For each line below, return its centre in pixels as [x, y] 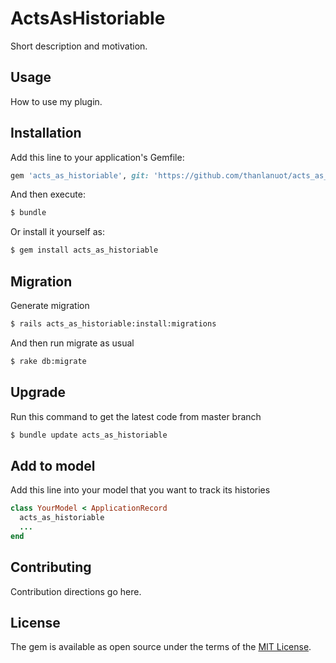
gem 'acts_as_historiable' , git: [80, 175]
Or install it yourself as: [57, 232]
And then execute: [48, 194]
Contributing [51, 567]
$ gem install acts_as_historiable [84, 250]
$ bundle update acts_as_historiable [89, 435]
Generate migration [50, 305]
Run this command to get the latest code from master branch [136, 416]
